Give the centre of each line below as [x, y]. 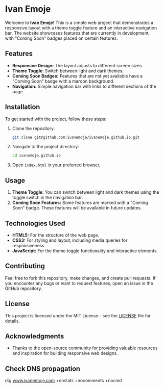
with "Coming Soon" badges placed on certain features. [62, 38]
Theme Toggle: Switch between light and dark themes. [68, 71]
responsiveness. [29, 245]
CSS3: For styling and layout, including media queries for [70, 240]
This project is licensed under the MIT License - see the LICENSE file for [78, 315]
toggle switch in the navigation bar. [47, 198]
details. [12, 321]
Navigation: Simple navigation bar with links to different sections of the [84, 86]
